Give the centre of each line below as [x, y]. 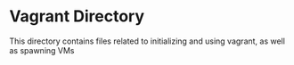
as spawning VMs [42, 50]
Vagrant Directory [77, 16]
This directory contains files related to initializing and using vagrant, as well [147, 41]
